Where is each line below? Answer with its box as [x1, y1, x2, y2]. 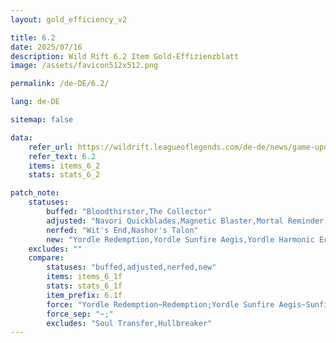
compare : [28, 253, 65, 263]
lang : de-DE [10, 97, 60, 107]
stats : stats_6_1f [46, 281, 123, 291]
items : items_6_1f [46, 272, 123, 282]
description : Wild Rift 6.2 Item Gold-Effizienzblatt [10, 51, 240, 61]
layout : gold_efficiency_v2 [10, 14, 128, 25]
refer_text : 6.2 [28, 151, 97, 161]
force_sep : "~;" [46, 309, 114, 319]
